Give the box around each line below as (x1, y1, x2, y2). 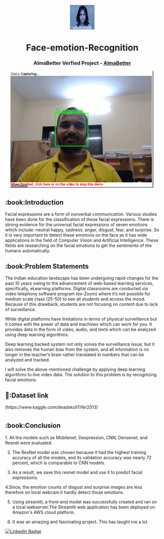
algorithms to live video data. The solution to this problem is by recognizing (5, 372, 157, 378)
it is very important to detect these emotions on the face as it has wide (5, 232, 147, 238)
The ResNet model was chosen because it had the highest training (12, 449, 146, 455)
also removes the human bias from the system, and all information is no (5, 347, 149, 353)
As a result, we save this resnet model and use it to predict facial (12, 469, 143, 475)
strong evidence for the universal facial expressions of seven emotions (5, 222, 148, 228)
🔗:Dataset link (5, 391, 49, 399)
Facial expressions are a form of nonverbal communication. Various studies (5, 211, 157, 217)
